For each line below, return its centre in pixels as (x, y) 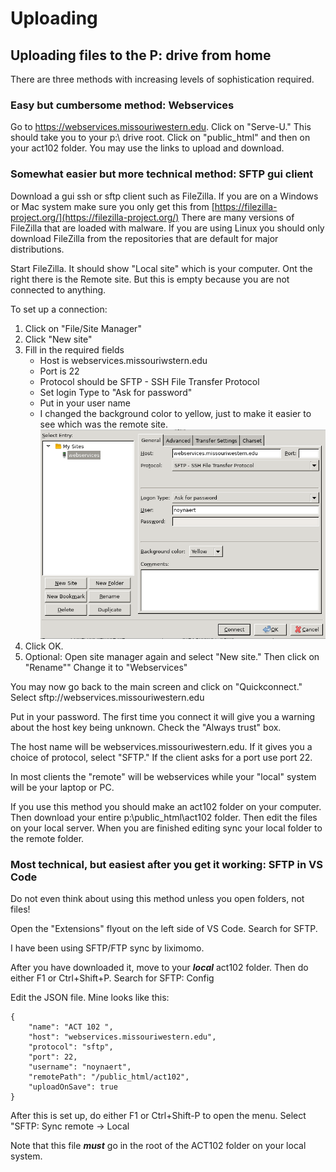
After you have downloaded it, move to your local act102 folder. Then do (159, 968)
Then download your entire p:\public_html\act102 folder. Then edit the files (164, 817)
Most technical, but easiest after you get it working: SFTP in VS (166, 864)
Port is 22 (59, 371)
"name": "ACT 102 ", (71, 1027)
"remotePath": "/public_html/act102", (109, 1077)
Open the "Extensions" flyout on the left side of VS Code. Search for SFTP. (164, 929)
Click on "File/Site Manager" (83, 328)
